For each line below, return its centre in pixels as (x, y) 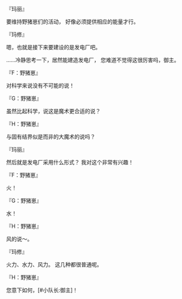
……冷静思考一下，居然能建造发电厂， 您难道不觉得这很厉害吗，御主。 (93, 60)
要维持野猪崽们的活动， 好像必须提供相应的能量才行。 (72, 22)
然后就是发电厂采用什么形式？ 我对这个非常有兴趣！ (70, 162)
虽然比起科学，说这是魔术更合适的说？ (53, 111)
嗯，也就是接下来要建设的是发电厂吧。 (53, 47)
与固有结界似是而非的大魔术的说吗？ (51, 137)
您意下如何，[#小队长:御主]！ (42, 290)
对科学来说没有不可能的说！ (40, 85)
